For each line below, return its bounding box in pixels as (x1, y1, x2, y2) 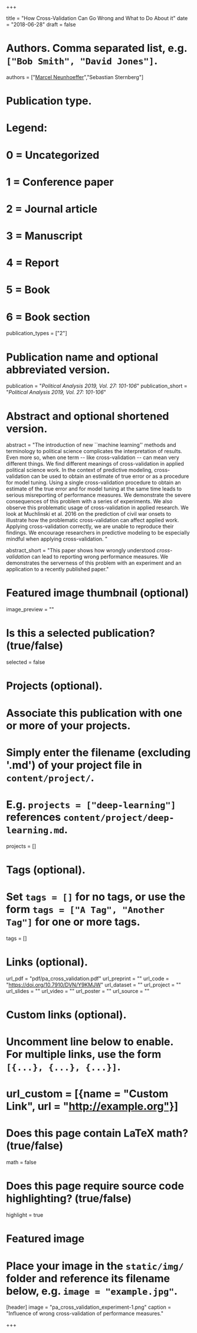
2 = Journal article (6, 202, 98, 215)
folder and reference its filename (6, 1272, 170, 1285)
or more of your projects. (6, 719, 131, 732)
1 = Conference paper (6, 175, 114, 189)
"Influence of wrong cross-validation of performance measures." (6, 1310, 164, 1317)
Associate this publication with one (6, 706, 183, 720)
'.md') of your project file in (6, 758, 143, 772)
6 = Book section (6, 310, 90, 323)
